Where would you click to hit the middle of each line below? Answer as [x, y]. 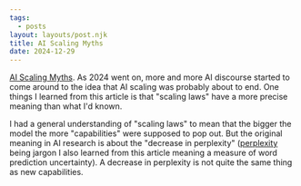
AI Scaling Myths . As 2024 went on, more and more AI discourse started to [150, 77]
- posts [32, 26]
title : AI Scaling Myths [56, 43]
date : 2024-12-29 [42, 52]
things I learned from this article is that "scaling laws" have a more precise [149, 97]
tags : [20, 18]
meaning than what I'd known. [66, 106]
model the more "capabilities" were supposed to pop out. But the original [146, 133]
